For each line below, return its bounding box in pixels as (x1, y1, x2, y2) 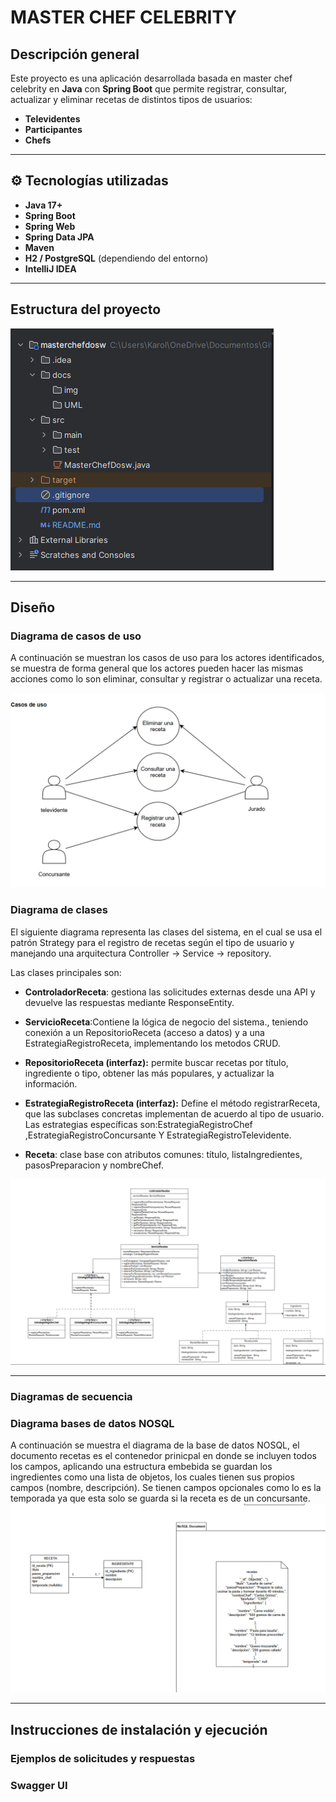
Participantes (24, 124, 83, 135)
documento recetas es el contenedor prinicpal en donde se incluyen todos (10, 1450, 317, 1462)
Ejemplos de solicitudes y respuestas (10, 1751, 196, 1765)
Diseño (10, 599, 56, 616)
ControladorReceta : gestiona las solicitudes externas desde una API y (24, 986, 316, 998)
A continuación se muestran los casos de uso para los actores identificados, (10, 652, 325, 664)
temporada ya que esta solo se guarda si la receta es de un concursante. (10, 1492, 311, 1505)
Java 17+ (24, 199, 63, 211)
